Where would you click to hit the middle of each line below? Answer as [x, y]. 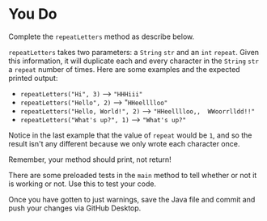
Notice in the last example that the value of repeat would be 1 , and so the [130, 135]
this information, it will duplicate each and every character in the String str [133, 61]
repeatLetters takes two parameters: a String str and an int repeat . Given [134, 52]
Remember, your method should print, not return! [90, 159]
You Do [33, 14]
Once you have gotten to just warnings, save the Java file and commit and [132, 199]
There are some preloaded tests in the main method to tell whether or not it [133, 175]
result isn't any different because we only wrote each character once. [124, 143]
